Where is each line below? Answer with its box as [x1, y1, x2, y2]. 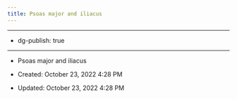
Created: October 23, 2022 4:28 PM [17, 70, 123, 78]
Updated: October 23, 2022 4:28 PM [17, 84, 125, 92]
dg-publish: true [17, 36, 65, 44]
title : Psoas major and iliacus [7, 10, 102, 18]
